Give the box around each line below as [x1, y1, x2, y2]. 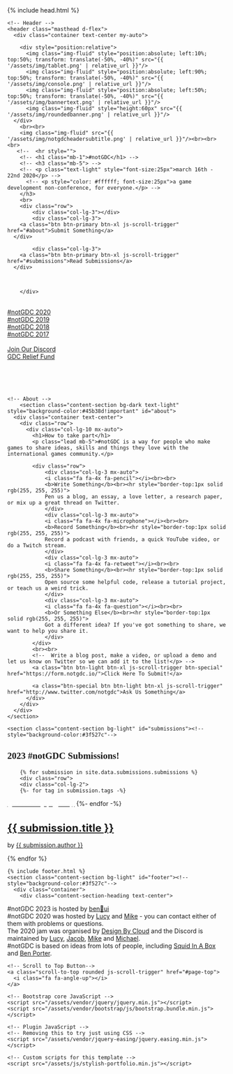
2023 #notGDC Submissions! [7, 750, 120, 762]
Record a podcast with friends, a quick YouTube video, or [44, 536, 220, 543]
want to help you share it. [7, 627, 89, 634]
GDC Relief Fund [7, 352, 55, 361]
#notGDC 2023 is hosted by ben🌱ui [7, 904, 110, 913]
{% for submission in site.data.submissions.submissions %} [20, 768, 198, 776]
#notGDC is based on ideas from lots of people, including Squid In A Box [7, 941, 216, 950]
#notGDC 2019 [7, 315, 50, 323]
